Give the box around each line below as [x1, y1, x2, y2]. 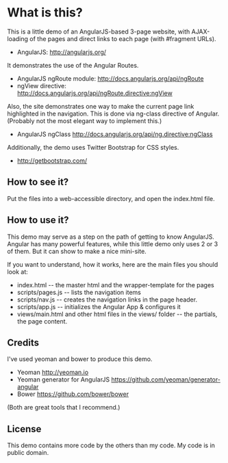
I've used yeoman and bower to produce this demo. [7, 355, 153, 363]
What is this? [7, 5, 84, 21]
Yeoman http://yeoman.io [16, 368, 89, 377]
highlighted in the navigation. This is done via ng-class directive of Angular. [7, 109, 220, 118]
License [7, 423, 42, 435]
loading [7, 34, 29, 42]
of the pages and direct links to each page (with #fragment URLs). [29, 34, 217, 42]
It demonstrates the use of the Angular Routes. [7, 61, 139, 69]
